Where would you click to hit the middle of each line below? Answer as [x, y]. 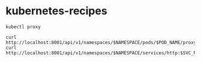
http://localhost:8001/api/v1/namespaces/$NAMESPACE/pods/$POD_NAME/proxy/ [102, 42]
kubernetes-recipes [56, 11]
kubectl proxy [23, 27]
